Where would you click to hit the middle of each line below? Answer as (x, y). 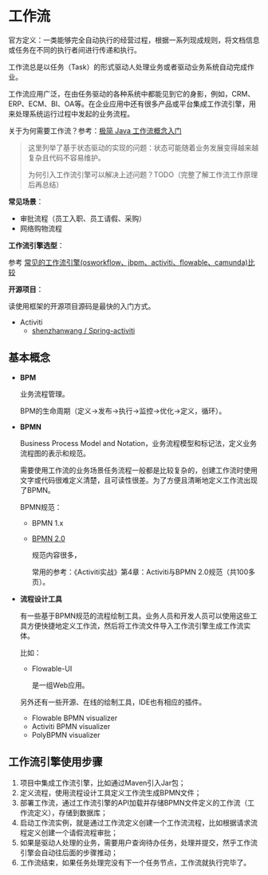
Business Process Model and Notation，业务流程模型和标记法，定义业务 (138, 443)
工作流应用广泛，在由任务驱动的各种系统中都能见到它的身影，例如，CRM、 (132, 93)
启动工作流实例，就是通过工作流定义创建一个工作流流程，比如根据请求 (135, 822)
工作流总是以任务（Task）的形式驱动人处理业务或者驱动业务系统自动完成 (128, 67)
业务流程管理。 (44, 394)
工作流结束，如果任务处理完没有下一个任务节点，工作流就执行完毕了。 (135, 862)
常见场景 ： (26, 201)
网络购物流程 (41, 228)
